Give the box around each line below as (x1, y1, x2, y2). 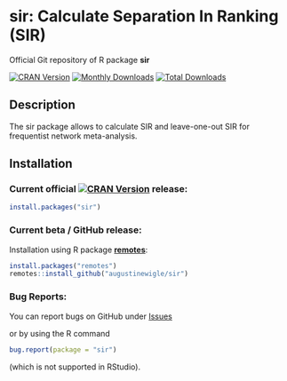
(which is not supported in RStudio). (9, 361, 140, 372)
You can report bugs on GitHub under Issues (9, 311, 173, 321)
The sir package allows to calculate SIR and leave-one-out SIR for (9, 121, 251, 131)
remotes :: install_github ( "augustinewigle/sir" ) (9, 269, 189, 279)
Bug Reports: (9, 290, 68, 303)
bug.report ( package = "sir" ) (9, 345, 117, 354)
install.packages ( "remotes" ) (9, 261, 117, 270)
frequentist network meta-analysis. (9, 131, 138, 141)
